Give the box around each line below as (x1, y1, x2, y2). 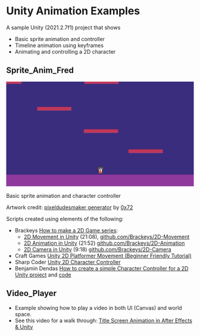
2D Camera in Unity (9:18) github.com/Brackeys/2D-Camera (23, 245, 171, 253)
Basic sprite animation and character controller (6, 192, 121, 199)
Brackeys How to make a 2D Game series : (14, 226, 118, 234)
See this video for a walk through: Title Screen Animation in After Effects (14, 317, 192, 324)
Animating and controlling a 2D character (14, 48, 116, 55)
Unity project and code (14, 271, 71, 278)
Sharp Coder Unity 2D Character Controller (14, 258, 121, 266)
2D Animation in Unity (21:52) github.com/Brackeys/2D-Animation (23, 239, 185, 247)
